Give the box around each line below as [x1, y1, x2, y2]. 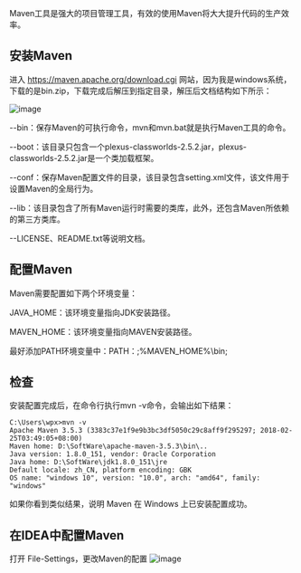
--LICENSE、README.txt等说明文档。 [9, 233, 151, 244]
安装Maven [9, 48, 73, 63]
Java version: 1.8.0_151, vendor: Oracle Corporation [9, 450, 217, 459]
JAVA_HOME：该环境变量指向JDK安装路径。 [9, 307, 176, 318]
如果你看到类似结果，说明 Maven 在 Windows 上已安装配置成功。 [9, 499, 253, 510]
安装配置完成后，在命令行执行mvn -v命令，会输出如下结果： [9, 400, 234, 411]
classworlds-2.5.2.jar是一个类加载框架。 [9, 152, 159, 163]
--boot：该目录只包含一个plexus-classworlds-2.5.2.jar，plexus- [9, 141, 247, 152]
